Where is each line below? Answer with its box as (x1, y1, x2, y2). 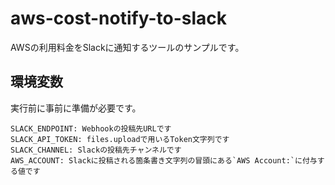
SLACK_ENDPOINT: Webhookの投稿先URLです (10, 123, 172, 134)
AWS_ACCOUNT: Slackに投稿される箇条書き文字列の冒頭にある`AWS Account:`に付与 (10, 155, 318, 166)
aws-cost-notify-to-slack (10, 7, 227, 30)
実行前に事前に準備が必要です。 (10, 102, 142, 114)
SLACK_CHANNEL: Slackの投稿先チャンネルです (10, 145, 182, 155)
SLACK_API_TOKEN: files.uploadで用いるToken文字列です (10, 134, 230, 144)
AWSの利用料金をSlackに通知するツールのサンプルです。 (10, 41, 245, 53)
